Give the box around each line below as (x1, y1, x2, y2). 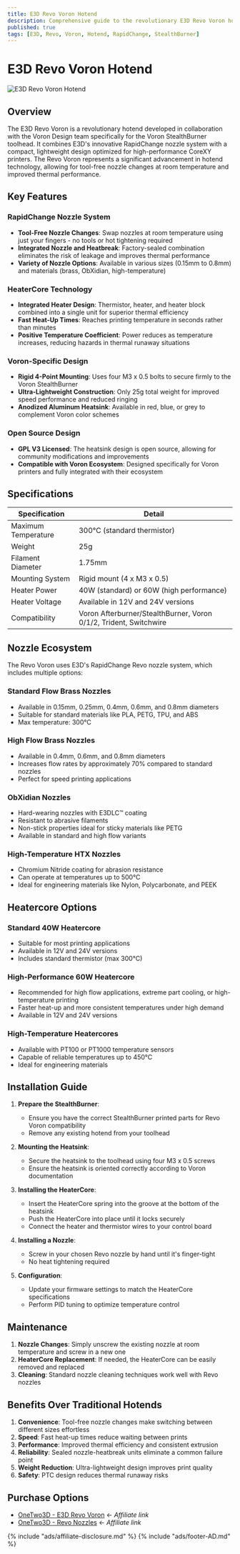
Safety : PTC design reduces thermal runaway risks (17, 1471, 169, 1480)
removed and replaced (17, 1363, 85, 1372)
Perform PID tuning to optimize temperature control (28, 1300, 180, 1309)
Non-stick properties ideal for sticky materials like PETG (17, 824, 183, 832)
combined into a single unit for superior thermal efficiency (17, 308, 189, 317)
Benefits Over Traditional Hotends (7, 1398, 162, 1411)
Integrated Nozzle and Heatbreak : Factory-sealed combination (17, 244, 205, 252)
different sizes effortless (17, 1425, 90, 1434)
